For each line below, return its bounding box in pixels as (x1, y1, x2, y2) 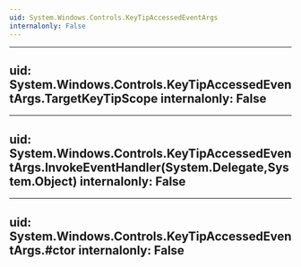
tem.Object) (9, 174, 78, 189)
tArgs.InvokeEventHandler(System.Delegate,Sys (9, 159, 289, 175)
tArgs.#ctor (9, 243, 76, 258)
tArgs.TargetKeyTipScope (9, 90, 159, 106)
